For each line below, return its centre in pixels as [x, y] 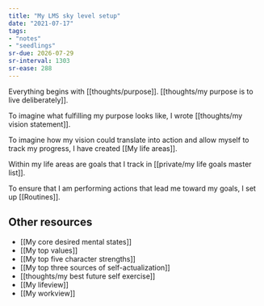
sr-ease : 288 [30, 69]
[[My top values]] [49, 250]
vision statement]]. [40, 124]
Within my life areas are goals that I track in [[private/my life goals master [130, 164]
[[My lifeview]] [44, 284]
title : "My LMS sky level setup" [65, 16]
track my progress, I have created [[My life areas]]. [93, 148]
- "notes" [25, 38]
